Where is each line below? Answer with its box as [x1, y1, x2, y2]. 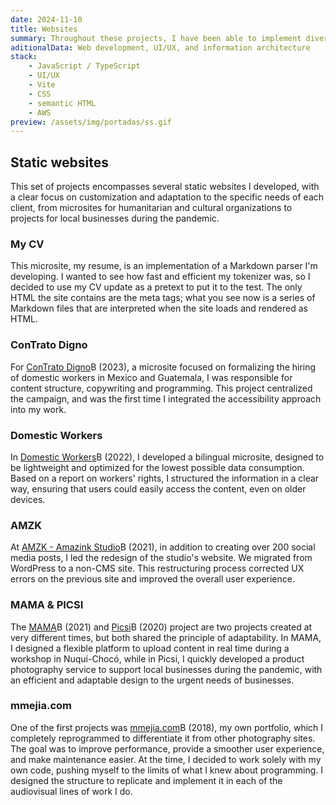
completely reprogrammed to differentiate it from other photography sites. [10, 732, 316, 744]
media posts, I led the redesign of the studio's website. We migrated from [10, 552, 313, 564]
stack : [10, 52, 38, 62]
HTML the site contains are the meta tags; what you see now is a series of [10, 292, 316, 304]
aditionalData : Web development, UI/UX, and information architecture [10, 42, 311, 53]
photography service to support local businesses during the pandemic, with [10, 663, 323, 675]
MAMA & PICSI [10, 598, 84, 612]
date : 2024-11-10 [10, 14, 83, 25]
